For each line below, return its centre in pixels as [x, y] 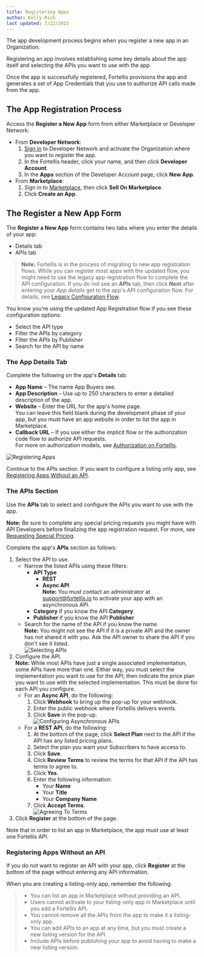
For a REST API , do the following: [66, 727]
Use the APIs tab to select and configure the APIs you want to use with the [100, 504]
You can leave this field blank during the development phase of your [100, 413]
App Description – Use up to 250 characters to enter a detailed [94, 394]
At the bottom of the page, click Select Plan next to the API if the [114, 734]
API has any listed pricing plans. [73, 740]
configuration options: [34, 315]
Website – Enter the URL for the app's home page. [78, 406]
